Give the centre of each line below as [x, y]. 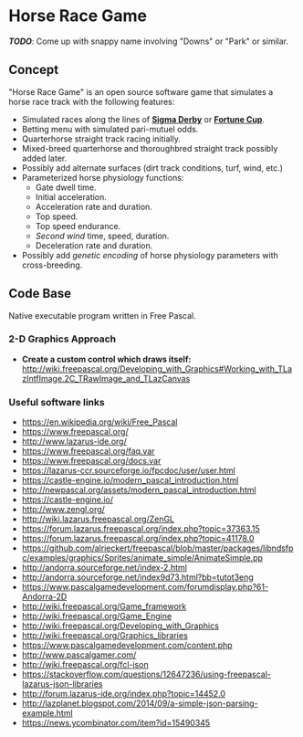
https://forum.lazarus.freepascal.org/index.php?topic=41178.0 [138, 539]
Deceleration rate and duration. [94, 245]
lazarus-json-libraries [62, 684]
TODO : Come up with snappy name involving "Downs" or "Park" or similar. [149, 41]
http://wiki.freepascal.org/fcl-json [85, 665]
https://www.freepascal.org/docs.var [91, 461]
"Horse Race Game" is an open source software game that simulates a [141, 91]
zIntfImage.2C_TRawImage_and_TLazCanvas [106, 378]
